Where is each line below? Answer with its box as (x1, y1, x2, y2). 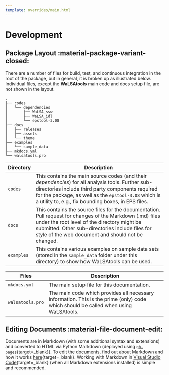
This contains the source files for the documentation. (35, 206, 161, 213)
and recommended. (5, 365, 46, 371)
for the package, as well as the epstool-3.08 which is (35, 192, 161, 199)
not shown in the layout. (5, 86, 55, 92)
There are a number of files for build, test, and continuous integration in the (5, 70, 161, 76)
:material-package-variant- (57, 49, 146, 58)
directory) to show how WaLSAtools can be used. (35, 258, 152, 265)
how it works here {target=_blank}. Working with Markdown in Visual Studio (5, 354, 161, 360)
